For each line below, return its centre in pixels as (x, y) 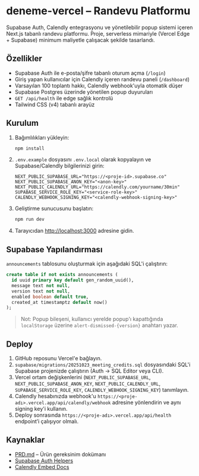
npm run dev (29, 220)
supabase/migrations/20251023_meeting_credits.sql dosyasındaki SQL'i (102, 365)
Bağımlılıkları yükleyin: (42, 137)
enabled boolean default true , (50, 297)
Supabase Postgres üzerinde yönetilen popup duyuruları (84, 92)
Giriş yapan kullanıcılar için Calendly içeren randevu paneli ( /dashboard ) (102, 79)
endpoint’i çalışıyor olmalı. (47, 421)
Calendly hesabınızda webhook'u (55, 396)
